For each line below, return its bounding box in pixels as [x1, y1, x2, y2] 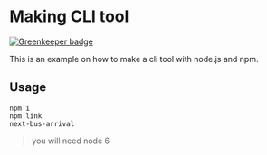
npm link [9, 111, 43, 121]
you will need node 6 [31, 135, 110, 146]
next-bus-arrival [9, 119, 75, 128]
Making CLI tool [9, 6, 129, 27]
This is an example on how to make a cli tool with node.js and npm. [9, 53, 259, 64]
